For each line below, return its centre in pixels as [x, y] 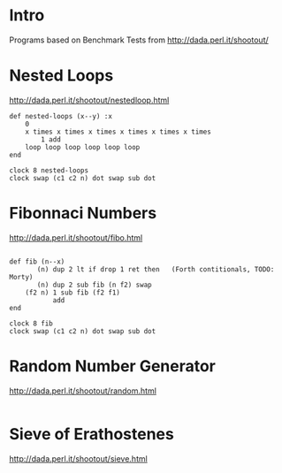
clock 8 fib [31, 324]
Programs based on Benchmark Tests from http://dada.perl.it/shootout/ [139, 40]
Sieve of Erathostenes [91, 434]
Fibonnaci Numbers [83, 214]
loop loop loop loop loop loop [83, 147]
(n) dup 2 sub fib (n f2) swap [94, 285]
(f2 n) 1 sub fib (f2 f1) [73, 293]
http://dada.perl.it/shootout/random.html [83, 391]
